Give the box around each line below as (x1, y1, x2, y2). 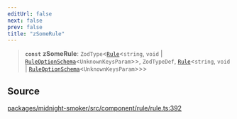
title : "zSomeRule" (7, 30, 65, 38)
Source (7, 85, 40, 97)
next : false (7, 17, 43, 24)
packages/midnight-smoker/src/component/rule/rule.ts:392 (7, 104, 182, 113)
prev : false (7, 23, 43, 30)
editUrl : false (7, 10, 53, 18)
